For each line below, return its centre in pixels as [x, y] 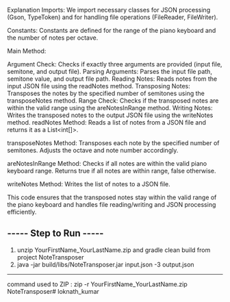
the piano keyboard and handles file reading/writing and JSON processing [112, 204]
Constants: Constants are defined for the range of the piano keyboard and [112, 30]
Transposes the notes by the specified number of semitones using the [106, 93]
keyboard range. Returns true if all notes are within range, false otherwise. [112, 171]
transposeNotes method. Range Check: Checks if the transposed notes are [113, 101]
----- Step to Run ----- [55, 233]
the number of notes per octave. [53, 38]
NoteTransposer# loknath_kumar [53, 291]
